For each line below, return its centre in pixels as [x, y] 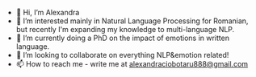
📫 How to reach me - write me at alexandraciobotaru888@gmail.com [132, 64]
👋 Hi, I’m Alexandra [48, 12]
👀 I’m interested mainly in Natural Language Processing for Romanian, [132, 21]
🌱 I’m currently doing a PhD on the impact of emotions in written [123, 38]
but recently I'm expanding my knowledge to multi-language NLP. [125, 29]
